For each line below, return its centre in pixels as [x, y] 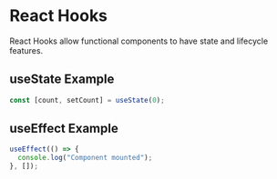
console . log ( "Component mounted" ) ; [85, 158]
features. [26, 50]
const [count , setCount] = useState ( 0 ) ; [87, 100]
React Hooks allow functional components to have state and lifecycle [139, 41]
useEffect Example [64, 129]
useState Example [62, 80]
